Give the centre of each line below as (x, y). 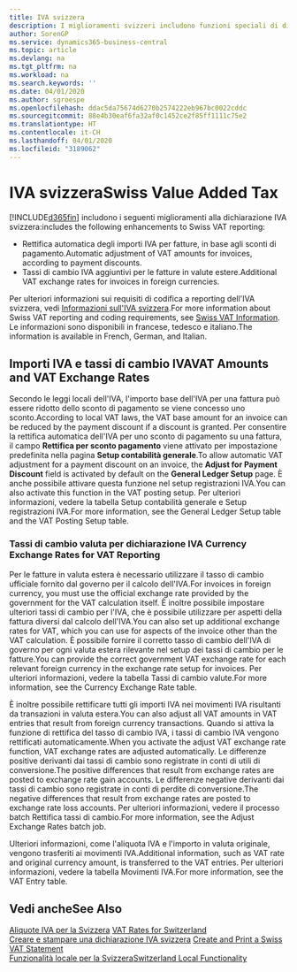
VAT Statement (36, 949)
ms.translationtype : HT (53, 125)
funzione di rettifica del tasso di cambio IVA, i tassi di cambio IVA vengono (145, 732)
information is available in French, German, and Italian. (108, 336)
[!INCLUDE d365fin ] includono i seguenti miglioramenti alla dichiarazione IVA (148, 217)
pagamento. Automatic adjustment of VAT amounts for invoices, (137, 253)
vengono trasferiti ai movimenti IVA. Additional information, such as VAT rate (147, 853)
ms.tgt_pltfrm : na (43, 67)
